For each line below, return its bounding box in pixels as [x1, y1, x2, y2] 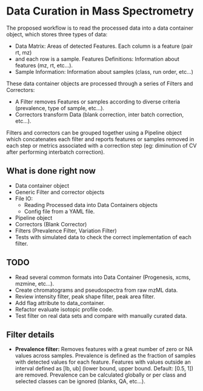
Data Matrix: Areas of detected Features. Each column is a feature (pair [15, 42, 193, 50]
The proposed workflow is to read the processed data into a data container [6, 24, 194, 31]
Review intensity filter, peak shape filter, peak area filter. [15, 292, 156, 300]
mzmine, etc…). [15, 280, 55, 287]
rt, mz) [15, 48, 32, 56]
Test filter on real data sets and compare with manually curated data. [15, 312, 187, 319]
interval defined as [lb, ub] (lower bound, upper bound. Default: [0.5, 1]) [15, 365, 194, 372]
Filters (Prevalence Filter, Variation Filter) [15, 227, 117, 234]
